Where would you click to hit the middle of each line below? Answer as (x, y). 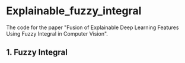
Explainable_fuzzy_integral (74, 11)
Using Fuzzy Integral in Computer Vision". (57, 33)
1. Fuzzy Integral (37, 53)
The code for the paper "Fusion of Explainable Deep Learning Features (92, 27)
